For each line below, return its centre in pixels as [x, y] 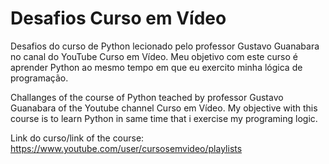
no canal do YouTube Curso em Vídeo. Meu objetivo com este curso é [154, 56]
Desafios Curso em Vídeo [118, 18]
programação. [39, 78]
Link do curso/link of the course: [77, 138]
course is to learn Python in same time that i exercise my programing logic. [164, 118]
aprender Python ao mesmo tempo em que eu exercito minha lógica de [156, 67]
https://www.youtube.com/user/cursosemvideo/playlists [126, 148]
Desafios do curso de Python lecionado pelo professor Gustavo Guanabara [165, 46]
